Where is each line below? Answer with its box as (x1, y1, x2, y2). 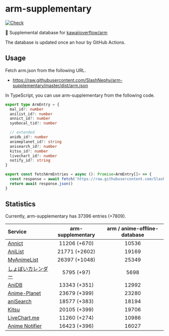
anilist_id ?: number (10, 111, 53, 117)
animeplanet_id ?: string (10, 139, 62, 144)
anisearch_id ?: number (10, 144, 57, 149)
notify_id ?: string (10, 158, 51, 163)
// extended (10, 130, 35, 135)
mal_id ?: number (10, 106, 44, 111)
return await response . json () (10, 181, 73, 186)
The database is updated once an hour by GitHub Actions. (5, 39, 126, 45)
